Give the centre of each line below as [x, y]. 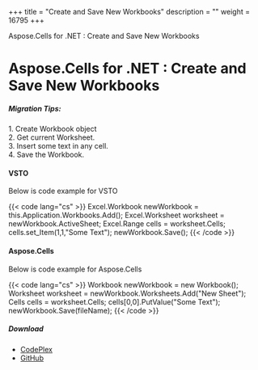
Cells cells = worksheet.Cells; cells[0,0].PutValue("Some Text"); [114, 301]
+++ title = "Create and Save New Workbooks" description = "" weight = [129, 12]
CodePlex [36, 349]
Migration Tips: [35, 108]
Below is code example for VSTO [63, 191]
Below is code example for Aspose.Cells [75, 269]
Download [26, 329]
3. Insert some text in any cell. [59, 146]
